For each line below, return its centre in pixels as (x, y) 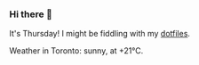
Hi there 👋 (31, 14)
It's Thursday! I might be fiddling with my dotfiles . (100, 34)
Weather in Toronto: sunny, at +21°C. (76, 51)
